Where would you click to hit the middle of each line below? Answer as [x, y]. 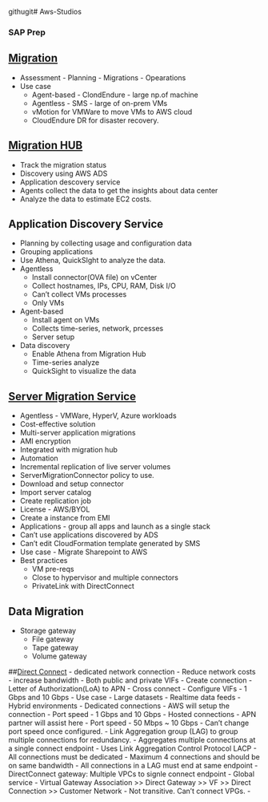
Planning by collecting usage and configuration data [106, 243]
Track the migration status [63, 164]
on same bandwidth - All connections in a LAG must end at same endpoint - [133, 765]
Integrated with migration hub [68, 450]
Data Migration [46, 612]
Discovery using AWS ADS [64, 173]
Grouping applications [56, 252]
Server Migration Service [72, 396]
